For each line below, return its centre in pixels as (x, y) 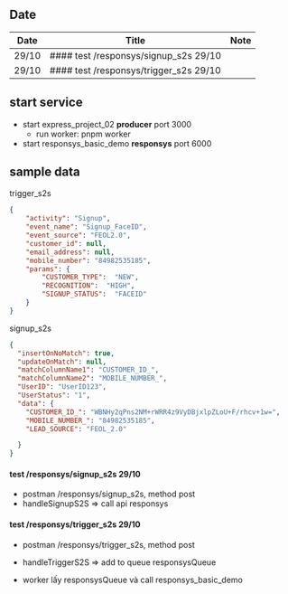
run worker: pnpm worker (83, 134)
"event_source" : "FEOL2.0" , (78, 236)
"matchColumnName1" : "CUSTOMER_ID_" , (88, 370)
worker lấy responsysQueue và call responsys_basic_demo (133, 580)
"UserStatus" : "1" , (54, 396)
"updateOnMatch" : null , (62, 362)
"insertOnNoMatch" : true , (66, 353)
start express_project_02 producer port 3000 (107, 124)
